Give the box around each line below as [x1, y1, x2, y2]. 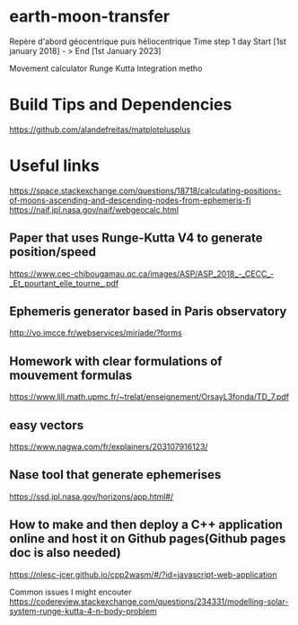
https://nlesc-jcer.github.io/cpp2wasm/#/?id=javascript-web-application [9, 568, 277, 580]
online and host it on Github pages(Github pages [9, 532, 286, 547]
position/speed [9, 244, 97, 260]
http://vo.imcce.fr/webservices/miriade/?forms [9, 328, 182, 339]
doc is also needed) [9, 545, 121, 560]
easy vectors [9, 418, 84, 433]
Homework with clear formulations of [9, 353, 223, 369]
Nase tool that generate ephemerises [9, 467, 222, 482]
